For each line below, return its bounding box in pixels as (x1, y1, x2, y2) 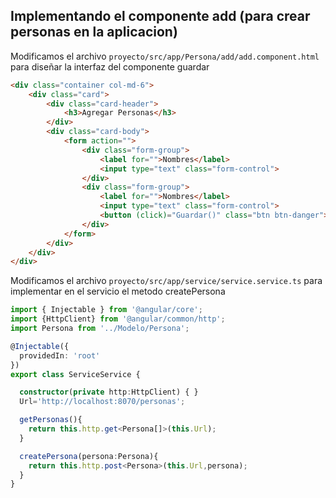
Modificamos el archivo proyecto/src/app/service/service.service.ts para (10, 275, 323, 287)
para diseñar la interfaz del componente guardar (10, 60, 210, 73)
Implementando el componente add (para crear (10, 8, 311, 25)
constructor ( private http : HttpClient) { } (19, 387, 199, 398)
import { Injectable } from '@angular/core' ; (10, 305, 203, 315)
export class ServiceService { (10, 369, 141, 379)
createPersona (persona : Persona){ (19, 451, 159, 461)
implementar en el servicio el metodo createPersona (10, 285, 226, 298)
